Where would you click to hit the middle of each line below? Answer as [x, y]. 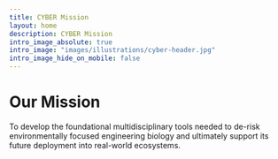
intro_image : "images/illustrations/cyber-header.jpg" [112, 50]
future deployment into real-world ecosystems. [95, 145]
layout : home [33, 26]
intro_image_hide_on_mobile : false [75, 58]
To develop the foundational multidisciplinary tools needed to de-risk [135, 126]
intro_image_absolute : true [61, 42]
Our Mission [55, 102]
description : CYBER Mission [61, 34]
